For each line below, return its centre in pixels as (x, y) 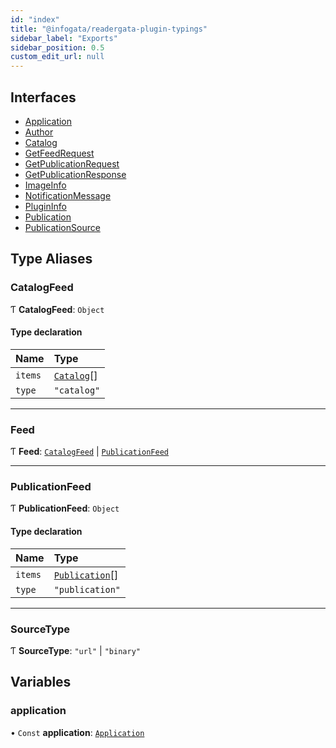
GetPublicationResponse (75, 174)
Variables (41, 682)
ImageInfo (45, 185)
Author (39, 132)
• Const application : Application (77, 732)
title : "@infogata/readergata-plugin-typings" (109, 29)
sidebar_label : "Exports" (64, 38)
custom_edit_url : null (57, 57)
